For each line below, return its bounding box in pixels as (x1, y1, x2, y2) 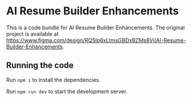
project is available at (6, 30, 59, 37)
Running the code (6, 60, 74, 71)
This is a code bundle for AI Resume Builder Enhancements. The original (6, 24, 185, 31)
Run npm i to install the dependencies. (6, 76, 101, 83)
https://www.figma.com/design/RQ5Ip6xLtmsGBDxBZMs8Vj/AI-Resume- (6, 36, 186, 44)
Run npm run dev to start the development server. (6, 88, 128, 95)
